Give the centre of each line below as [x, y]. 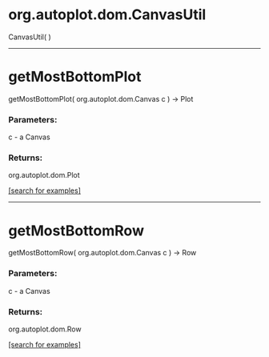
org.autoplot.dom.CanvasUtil [107, 15]
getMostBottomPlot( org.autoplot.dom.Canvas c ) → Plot [101, 98]
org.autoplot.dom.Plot [44, 175]
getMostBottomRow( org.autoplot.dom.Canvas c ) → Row [102, 253]
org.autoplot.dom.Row [45, 329]
